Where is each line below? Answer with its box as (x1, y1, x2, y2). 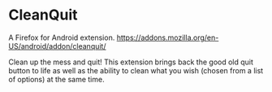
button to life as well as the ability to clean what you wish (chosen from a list (8, 65, 264, 75)
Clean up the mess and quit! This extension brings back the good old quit (8, 57, 254, 67)
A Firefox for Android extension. (8, 33, 115, 42)
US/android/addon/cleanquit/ (8, 41, 106, 50)
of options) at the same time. (8, 74, 105, 84)
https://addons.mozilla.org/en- (116, 33, 219, 42)
